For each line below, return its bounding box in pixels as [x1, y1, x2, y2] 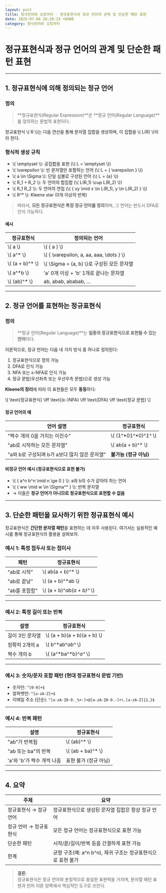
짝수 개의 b [7, 650, 32, 657]
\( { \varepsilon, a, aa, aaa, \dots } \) [43, 252, 125, 258]
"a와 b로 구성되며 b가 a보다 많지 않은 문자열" [7, 451, 106, 458]
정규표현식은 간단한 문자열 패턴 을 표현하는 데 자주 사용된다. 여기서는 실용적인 [5, 525, 153, 531]
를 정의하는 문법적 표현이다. [17, 118, 71, 124]
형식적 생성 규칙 [5, 148, 41, 155]
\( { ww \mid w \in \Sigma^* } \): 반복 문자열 [12, 484, 100, 490]
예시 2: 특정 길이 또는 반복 [5, 608, 63, 615]
